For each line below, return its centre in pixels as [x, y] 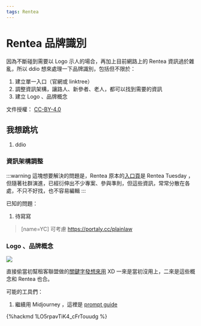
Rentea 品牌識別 [46, 43]
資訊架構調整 [25, 161]
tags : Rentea [22, 12]
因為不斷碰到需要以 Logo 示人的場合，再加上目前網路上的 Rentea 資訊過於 [97, 61]
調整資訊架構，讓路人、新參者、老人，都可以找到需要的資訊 [88, 89]
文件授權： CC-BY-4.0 [34, 109]
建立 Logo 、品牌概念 [41, 96]
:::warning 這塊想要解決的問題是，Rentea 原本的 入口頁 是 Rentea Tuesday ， [100, 175]
